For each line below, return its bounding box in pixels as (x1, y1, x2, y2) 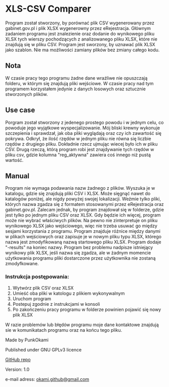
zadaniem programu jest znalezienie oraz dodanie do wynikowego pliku (5, 30, 155, 37)
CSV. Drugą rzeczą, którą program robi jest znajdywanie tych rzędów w (5, 146, 154, 152)
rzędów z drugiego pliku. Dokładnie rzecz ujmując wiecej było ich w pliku (5, 140, 158, 147)
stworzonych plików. (5, 91, 48, 97)
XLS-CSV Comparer (5, 3, 91, 15)
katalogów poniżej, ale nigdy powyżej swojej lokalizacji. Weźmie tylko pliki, (5, 196, 161, 202)
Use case (5, 106, 35, 115)
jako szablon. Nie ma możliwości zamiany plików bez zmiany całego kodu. (5, 47, 160, 53)
